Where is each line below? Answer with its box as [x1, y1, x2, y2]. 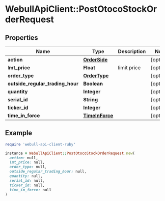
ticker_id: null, [9, 183, 45, 188]
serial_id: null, [9, 178, 45, 183]
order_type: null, [9, 165, 48, 170]
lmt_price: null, [9, 160, 45, 165]
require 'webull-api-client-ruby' [5, 142, 76, 147]
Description [117, 48, 146, 55]
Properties [5, 33, 38, 42]
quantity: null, [9, 173, 43, 179]
